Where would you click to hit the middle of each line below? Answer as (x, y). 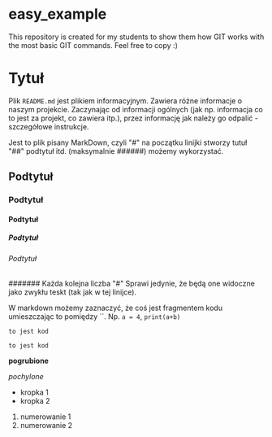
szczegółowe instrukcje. (49, 126)
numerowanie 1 (45, 417)
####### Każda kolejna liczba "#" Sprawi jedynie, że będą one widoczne (132, 284)
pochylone (26, 377)
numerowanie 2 (46, 426)
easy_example (58, 14)
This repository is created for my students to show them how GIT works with (136, 37)
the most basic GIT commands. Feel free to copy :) (93, 45)
